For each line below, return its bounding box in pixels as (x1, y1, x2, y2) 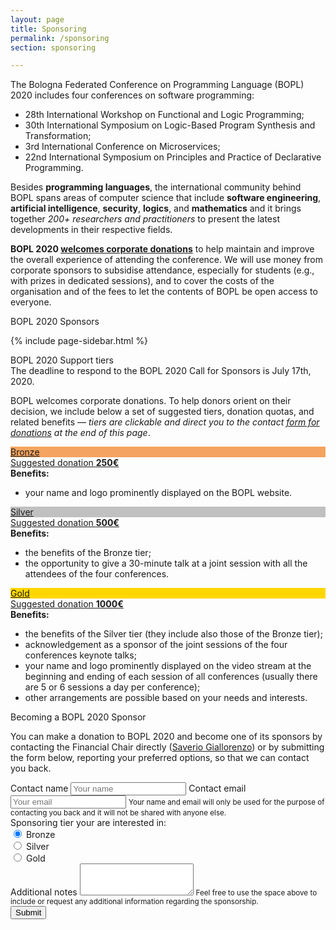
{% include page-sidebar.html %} (10, 335, 149, 347)
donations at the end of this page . (10, 427, 151, 439)
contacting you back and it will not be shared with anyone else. (10, 808, 227, 818)
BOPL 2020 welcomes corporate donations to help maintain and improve (10, 243, 315, 255)
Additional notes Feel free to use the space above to (10, 886, 318, 898)
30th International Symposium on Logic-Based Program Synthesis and (24, 119, 316, 131)
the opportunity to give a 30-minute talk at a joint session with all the (24, 557, 308, 570)
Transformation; (24, 130, 92, 142)
